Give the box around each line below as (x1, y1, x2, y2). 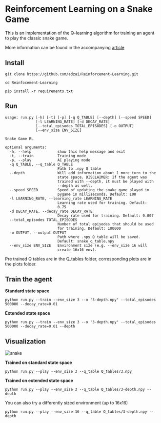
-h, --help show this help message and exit (9, 149, 125, 154)
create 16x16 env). (57, 247, 97, 252)
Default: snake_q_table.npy (57, 239, 115, 243)
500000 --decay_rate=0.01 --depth (5, 324, 76, 329)
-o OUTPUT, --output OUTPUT (9, 230, 67, 235)
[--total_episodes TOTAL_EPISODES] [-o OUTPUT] (36, 123, 134, 128)
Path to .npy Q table (57, 166, 101, 171)
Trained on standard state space (5, 360, 72, 365)
